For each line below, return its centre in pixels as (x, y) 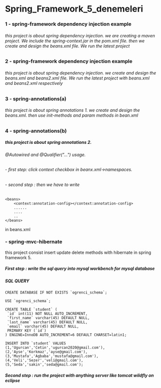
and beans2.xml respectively (34, 83)
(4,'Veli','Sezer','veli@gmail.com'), (44, 360)
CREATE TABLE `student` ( (31, 310)
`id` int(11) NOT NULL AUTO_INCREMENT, (48, 314)
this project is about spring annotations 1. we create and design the (72, 110)
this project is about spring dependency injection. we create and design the (80, 73)
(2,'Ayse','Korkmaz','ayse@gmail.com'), (47, 352)
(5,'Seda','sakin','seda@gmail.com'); (44, 365)
